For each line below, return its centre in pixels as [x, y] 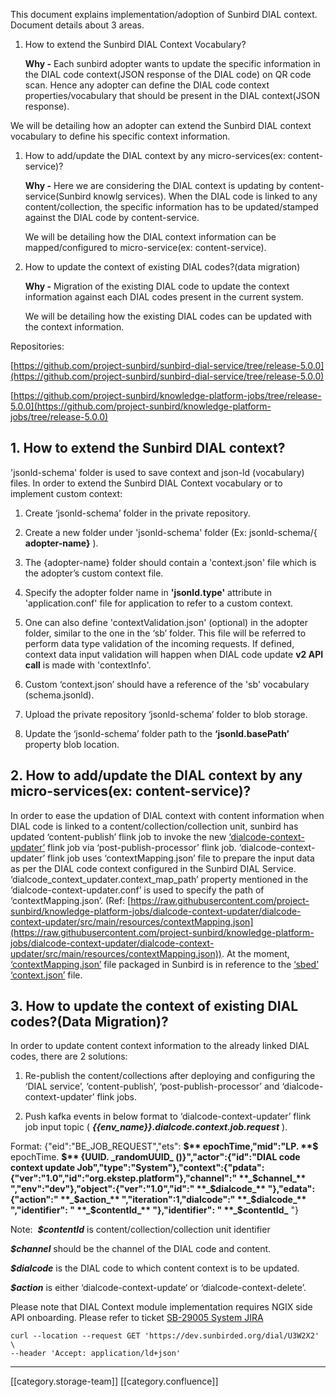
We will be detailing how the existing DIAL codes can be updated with [168, 316]
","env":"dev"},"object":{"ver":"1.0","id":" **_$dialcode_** [138, 1189]
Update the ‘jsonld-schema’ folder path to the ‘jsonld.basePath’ [157, 733]
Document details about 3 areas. [77, 25]
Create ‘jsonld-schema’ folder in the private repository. [137, 513]
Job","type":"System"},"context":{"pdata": [170, 1168]
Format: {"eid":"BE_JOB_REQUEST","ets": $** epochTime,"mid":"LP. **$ [164, 1146]
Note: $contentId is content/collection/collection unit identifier [140, 1230]
